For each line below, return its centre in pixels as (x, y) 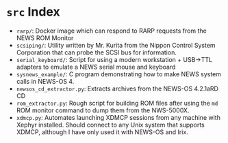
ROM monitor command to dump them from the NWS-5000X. (103, 110)
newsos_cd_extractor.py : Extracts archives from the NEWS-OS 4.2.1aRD (117, 89)
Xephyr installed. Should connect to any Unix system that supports (110, 125)
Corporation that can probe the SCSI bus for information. (97, 52)
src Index (33, 12)
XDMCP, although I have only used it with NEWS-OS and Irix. (102, 132)
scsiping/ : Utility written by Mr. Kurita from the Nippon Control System (116, 45)
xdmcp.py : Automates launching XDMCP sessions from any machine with (118, 117)
